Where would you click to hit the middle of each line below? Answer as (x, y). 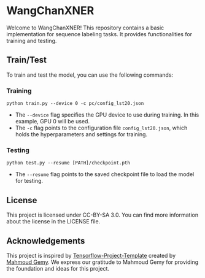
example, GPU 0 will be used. (52, 122)
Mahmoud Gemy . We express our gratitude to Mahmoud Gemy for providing (102, 262)
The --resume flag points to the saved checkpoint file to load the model (105, 174)
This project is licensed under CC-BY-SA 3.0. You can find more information (102, 215)
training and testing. (32, 41)
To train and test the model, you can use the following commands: (90, 75)
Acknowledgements (46, 241)
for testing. (29, 181)
